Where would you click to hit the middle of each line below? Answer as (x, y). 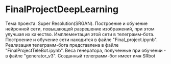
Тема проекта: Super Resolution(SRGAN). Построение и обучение (77, 23)
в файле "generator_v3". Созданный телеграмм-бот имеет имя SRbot (80, 56)
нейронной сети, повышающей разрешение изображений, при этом (80, 28)
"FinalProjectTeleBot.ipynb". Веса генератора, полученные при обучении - (86, 50)
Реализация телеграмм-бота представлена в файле (62, 45)
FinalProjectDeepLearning (62, 9)
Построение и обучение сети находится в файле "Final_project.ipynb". (81, 40)
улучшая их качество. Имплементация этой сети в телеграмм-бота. (80, 34)
